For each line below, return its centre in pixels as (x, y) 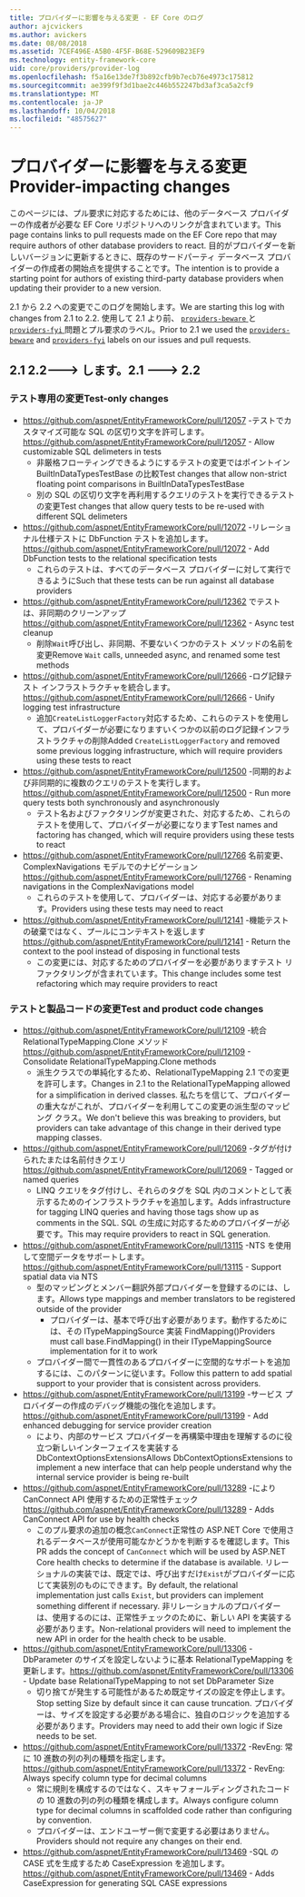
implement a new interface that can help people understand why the (164, 1467)
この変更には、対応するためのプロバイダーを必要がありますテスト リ (164, 962)
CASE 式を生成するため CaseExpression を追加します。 (126, 1863)
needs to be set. (66, 1736)
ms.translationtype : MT (54, 94)
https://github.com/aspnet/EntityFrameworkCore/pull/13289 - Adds (148, 1510)
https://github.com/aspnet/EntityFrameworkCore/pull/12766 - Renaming (157, 877)
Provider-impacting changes (120, 187)
